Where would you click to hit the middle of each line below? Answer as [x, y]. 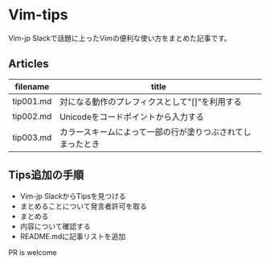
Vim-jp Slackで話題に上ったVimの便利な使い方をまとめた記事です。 [120, 38]
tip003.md [32, 137]
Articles [29, 64]
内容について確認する [55, 226]
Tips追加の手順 [46, 175]
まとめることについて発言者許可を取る [83, 206]
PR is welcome [33, 252]
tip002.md [32, 116]
